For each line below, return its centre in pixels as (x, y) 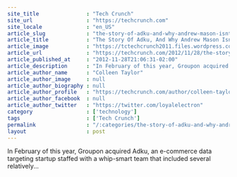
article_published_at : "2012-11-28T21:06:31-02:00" (93, 60)
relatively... (23, 166)
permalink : (49, 125)
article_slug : (49, 33)
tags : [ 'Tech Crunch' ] (74, 118)
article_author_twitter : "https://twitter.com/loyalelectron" (105, 105)
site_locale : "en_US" (61, 27)
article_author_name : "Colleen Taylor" (75, 72)
